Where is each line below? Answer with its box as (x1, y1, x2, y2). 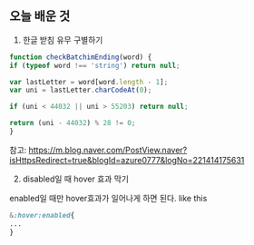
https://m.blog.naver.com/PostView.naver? (28, 144, 188, 155)
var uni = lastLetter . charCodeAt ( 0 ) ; (9, 85, 152, 95)
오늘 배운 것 (9, 8, 71, 24)
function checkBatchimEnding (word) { (9, 53, 152, 62)
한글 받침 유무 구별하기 (22, 34, 103, 45)
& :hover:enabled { (9, 211, 75, 220)
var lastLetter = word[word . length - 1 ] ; (9, 77, 169, 86)
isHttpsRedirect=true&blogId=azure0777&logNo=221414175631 (9, 154, 245, 165)
